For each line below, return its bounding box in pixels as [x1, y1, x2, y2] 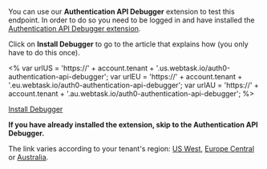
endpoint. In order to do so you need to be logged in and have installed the [8, 15, 255, 25]
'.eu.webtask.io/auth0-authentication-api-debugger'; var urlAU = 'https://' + [8, 80, 259, 90]
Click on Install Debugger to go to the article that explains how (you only [8, 39, 249, 49]
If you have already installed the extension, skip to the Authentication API [8, 120, 258, 129]
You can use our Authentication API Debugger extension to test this [8, 7, 235, 16]
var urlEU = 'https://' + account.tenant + [110, 72, 243, 81]
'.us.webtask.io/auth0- [156, 63, 231, 73]
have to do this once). [8, 48, 80, 57]
